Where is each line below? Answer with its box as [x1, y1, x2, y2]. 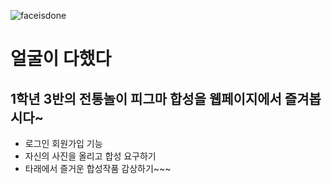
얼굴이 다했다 [10, 48, 112, 70]
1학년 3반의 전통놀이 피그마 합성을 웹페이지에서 [10, 90, 282, 107]
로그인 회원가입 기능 [24, 138, 103, 149]
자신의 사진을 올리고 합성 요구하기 [24, 150, 157, 162]
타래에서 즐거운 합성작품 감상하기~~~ [24, 163, 172, 174]
